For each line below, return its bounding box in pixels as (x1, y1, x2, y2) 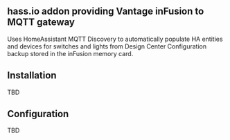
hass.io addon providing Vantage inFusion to (7, 6, 204, 17)
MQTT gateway (7, 17, 75, 28)
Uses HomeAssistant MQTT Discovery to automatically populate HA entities (7, 35, 223, 43)
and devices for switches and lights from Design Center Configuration (7, 42, 206, 51)
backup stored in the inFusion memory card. (7, 49, 134, 58)
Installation (7, 69, 57, 82)
